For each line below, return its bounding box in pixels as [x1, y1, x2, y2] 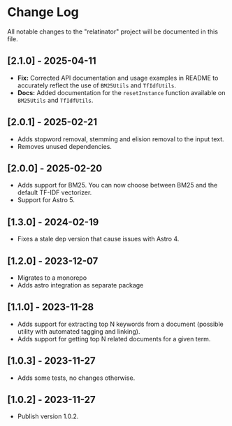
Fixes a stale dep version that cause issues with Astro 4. [17, 235, 180, 243]
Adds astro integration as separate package [17, 281, 144, 289]
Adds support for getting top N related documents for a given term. [17, 334, 211, 343]
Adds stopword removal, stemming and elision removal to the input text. [17, 134, 225, 143]
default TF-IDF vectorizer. [17, 188, 92, 197]
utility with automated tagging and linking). [17, 327, 140, 336]
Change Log [7, 4, 79, 20]
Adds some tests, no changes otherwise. [17, 374, 136, 382]
